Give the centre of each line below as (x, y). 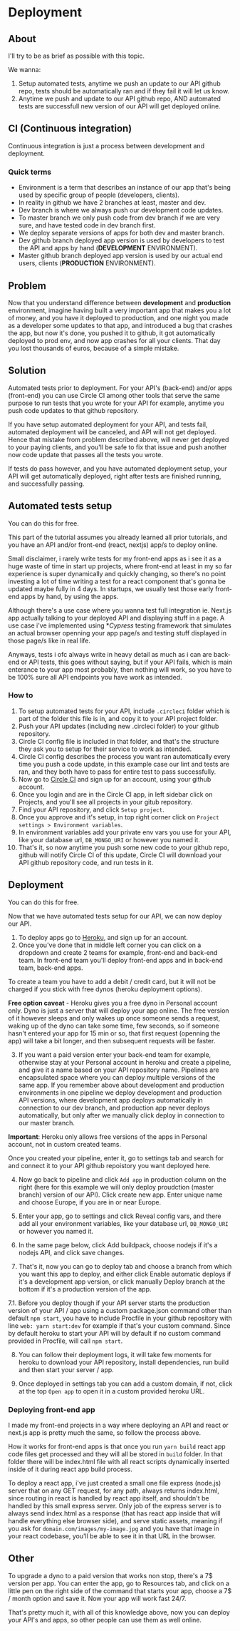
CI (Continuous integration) (70, 129)
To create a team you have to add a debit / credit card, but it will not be (112, 981)
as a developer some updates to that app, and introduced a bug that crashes (120, 325)
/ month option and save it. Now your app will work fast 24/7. (97, 1598)
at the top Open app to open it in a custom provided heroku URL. (111, 1391)
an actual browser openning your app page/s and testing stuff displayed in (118, 633)
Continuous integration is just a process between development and (106, 145)
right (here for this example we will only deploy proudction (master (116, 1187)
